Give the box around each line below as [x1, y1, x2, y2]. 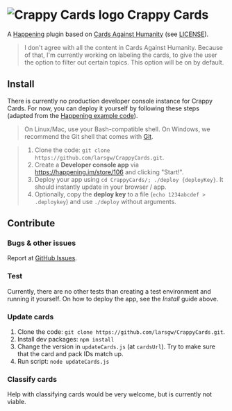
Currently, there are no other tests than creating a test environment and [7, 287, 212, 295]
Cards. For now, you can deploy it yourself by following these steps [7, 104, 200, 112]
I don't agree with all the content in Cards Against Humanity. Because [24, 43, 224, 51]
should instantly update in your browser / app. [34, 183, 167, 191]
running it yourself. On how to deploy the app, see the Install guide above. [7, 294, 219, 303]
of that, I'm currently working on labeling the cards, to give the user [24, 51, 217, 59]
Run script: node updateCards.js [17, 358, 110, 366]
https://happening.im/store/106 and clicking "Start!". [34, 167, 184, 176]
